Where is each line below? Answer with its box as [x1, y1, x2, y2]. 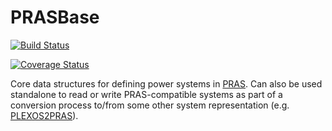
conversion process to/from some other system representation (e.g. [10, 99, 290, 111]
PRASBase [10, 6, 100, 29]
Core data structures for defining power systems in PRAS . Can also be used [10, 77, 323, 90]
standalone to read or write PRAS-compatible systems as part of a [10, 88, 283, 100]
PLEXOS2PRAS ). [10, 109, 79, 121]
